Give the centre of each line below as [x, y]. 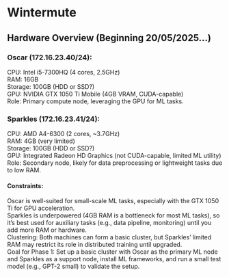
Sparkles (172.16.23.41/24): [54, 119]
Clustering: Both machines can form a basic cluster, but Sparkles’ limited [109, 237]
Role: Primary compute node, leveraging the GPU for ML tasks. [95, 101]
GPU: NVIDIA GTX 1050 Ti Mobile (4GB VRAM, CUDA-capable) [95, 94]
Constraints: [25, 185]
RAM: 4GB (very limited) [41, 141]
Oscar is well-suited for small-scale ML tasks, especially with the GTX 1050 [113, 201]
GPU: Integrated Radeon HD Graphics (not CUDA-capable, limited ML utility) [114, 156]
